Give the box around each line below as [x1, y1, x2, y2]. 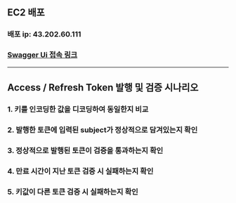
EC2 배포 [7, 6, 46, 19]
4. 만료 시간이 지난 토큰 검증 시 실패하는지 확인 [7, 166, 154, 176]
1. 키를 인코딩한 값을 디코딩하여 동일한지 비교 [7, 104, 149, 114]
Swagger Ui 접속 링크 [7, 50, 78, 60]
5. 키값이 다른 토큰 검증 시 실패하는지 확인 [7, 187, 138, 197]
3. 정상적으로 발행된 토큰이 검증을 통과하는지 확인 [7, 145, 164, 155]
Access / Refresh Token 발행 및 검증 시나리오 [7, 81, 199, 93]
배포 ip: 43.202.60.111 [7, 30, 81, 39]
